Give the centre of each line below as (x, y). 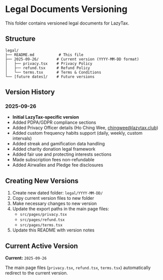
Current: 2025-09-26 (26, 258)
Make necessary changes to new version (55, 203)
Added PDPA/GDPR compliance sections (54, 122)
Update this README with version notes (53, 230)
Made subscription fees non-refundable (53, 160)
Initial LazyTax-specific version (46, 117)
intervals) (22, 138)
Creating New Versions (42, 181)
